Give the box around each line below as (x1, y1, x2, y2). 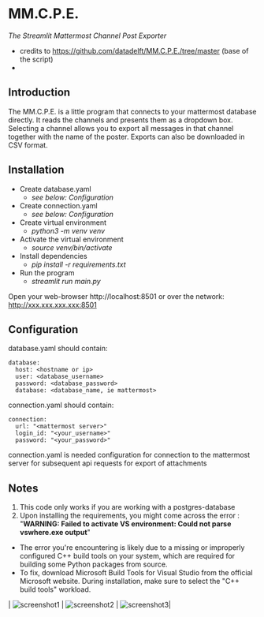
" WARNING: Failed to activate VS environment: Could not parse (19, 519, 232, 529)
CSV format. (8, 140, 49, 150)
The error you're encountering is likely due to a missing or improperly (19, 543, 245, 552)
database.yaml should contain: (8, 344, 108, 353)
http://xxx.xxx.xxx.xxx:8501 (8, 300, 97, 309)
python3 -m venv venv (31, 226, 105, 235)
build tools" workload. (19, 585, 91, 594)
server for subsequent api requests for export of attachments (8, 458, 207, 468)
